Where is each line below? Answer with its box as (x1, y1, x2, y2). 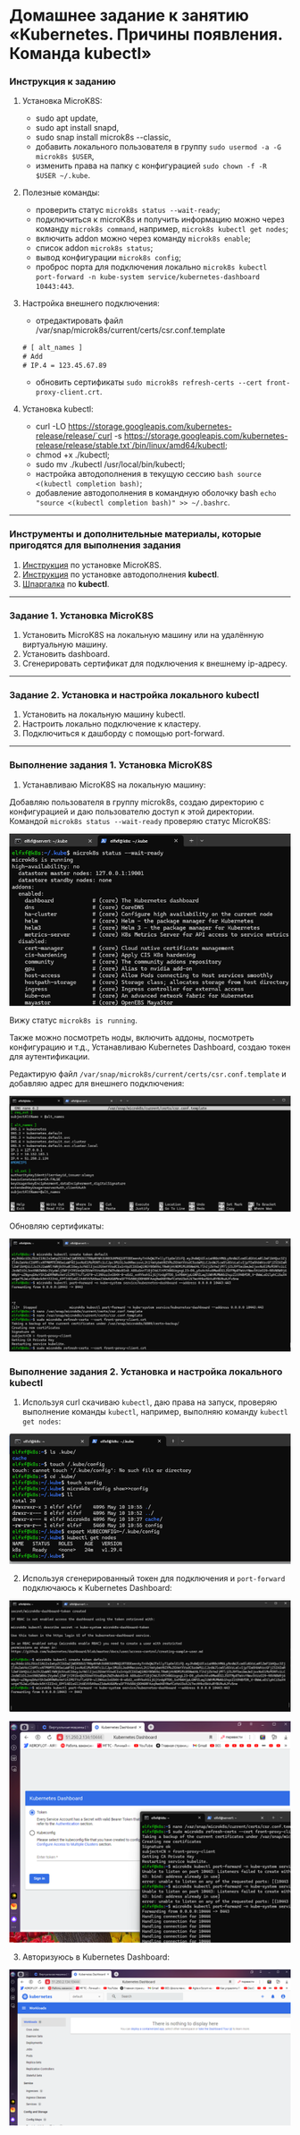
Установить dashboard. (21, 649, 110, 659)
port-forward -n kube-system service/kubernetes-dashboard (35, 273, 261, 282)
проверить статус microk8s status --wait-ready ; (35, 205, 221, 216)
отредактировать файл (35, 315, 123, 327)
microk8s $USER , (35, 151, 95, 162)
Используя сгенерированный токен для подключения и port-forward (21, 1572, 286, 1584)
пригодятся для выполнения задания (9, 539, 181, 551)
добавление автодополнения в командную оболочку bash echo (35, 488, 277, 498)
